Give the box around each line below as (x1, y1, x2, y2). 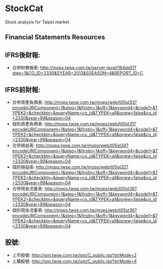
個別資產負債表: (12, 121, 44, 126)
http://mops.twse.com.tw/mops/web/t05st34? (36, 142, 129, 148)
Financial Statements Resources (5, 33, 106, 41)
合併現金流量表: (12, 185, 44, 191)
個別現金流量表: (12, 207, 44, 213)
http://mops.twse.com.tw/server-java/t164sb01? (40, 65, 137, 71)
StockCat (5, 3, 44, 14)
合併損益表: (12, 142, 35, 148)
